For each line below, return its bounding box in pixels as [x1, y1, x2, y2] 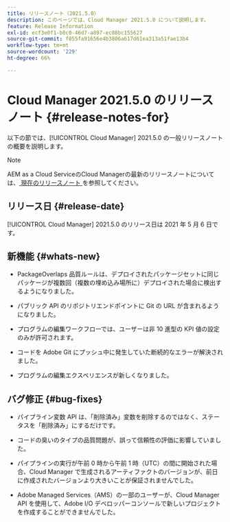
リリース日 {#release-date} [7, 200, 125, 213]
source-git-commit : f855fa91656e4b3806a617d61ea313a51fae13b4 [7, 36, 189, 43]
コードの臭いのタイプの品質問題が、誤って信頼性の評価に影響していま [16, 436, 216, 444]
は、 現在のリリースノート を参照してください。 [7, 178, 143, 187]
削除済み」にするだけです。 [41, 421, 119, 429]
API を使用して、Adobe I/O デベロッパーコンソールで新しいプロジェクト [16, 499, 221, 508]
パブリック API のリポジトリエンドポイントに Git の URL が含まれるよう [16, 302, 220, 310]
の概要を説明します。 [7, 142, 67, 150]
